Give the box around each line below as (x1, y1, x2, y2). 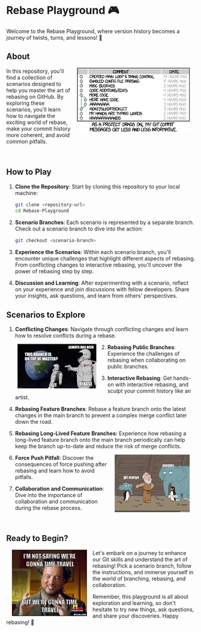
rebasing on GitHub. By (6, 93, 64, 100)
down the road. (14, 418, 53, 425)
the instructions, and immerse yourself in (92, 568, 194, 575)
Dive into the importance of (14, 492, 83, 498)
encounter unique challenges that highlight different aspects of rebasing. (14, 255, 196, 262)
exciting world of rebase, (6, 119, 68, 126)
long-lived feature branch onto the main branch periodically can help (14, 436, 185, 443)
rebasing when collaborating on (107, 356, 186, 364)
